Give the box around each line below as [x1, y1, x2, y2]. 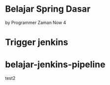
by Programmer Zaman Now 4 [5, 20, 66, 25]
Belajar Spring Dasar [5, 3, 91, 15]
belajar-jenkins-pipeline [5, 59, 106, 70]
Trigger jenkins [5, 37, 68, 48]
